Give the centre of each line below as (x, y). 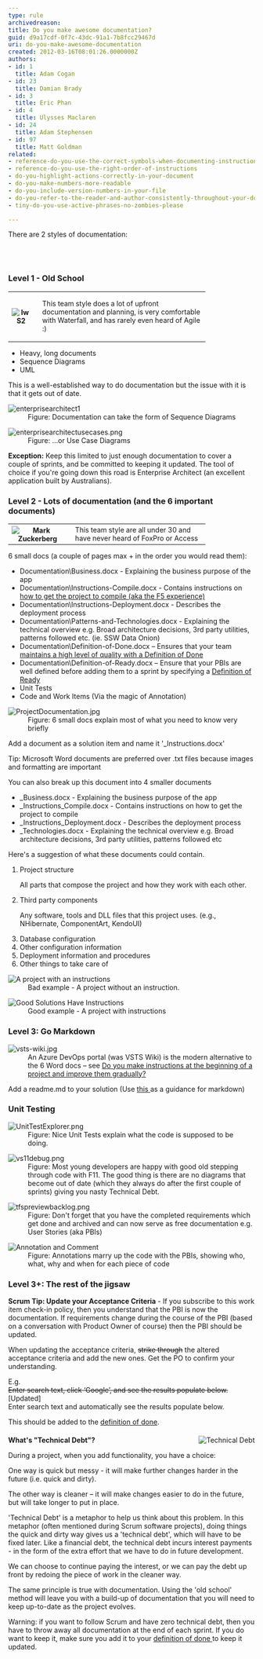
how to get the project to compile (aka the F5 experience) (112, 596)
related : (22, 154)
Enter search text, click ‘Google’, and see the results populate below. (118, 1390)
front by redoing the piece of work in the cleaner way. (95, 1575)
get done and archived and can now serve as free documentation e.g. (140, 1223)
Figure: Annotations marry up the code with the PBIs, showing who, (136, 1255)
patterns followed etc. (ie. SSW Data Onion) (90, 638)
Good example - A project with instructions (97, 1011)
